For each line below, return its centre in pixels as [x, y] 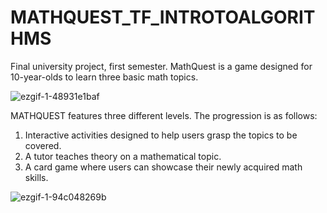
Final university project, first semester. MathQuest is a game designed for [161, 66]
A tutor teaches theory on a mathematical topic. [123, 156]
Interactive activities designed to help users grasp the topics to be [161, 135]
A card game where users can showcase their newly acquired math [163, 167]
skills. [36, 177]
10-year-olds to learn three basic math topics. [104, 77]
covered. [43, 145]
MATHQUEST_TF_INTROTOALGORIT [163, 17]
